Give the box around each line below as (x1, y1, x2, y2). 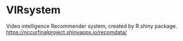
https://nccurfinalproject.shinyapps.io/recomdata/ (6, 28, 127, 35)
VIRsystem (6, 3, 61, 17)
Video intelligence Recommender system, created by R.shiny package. (6, 23, 178, 29)
